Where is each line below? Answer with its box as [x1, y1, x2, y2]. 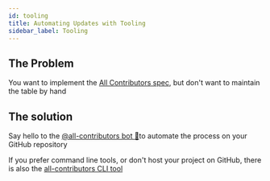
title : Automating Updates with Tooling [8, 19, 147, 27]
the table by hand [8, 86, 67, 97]
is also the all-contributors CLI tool [8, 164, 123, 173]
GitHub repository [8, 140, 68, 149]
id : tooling [8, 11, 48, 20]
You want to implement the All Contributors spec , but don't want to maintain [8, 78, 260, 88]
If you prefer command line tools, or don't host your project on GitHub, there [8, 155, 262, 165]
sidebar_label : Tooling [8, 27, 89, 35]
